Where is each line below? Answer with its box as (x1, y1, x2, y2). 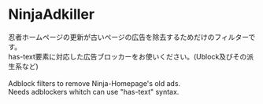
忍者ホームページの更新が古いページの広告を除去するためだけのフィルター (8, 32, 249, 41)
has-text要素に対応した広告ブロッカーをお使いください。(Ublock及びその (8, 52, 247, 61)
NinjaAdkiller (8, 5, 95, 23)
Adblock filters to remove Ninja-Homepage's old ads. (8, 78, 181, 88)
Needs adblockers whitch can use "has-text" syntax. (8, 87, 180, 96)
